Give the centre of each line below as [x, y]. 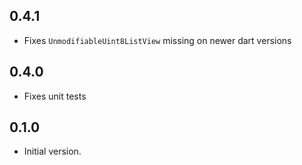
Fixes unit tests [55, 96]
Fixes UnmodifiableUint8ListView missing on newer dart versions [157, 40]
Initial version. [52, 151]
